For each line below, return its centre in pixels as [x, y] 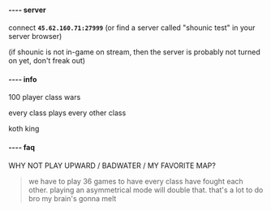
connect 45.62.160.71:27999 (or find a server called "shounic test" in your [132, 28]
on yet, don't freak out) [47, 61]
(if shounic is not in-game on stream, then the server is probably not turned [135, 52]
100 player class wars [45, 97]
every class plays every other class [67, 113]
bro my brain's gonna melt [72, 198]
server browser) [35, 37]
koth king [24, 129]
